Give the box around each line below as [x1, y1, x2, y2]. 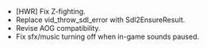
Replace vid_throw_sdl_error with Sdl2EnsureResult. [15, 15, 186, 24]
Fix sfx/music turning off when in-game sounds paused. [15, 32, 200, 41]
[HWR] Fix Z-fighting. [15, 7, 86, 16]
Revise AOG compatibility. [15, 24, 101, 32]
